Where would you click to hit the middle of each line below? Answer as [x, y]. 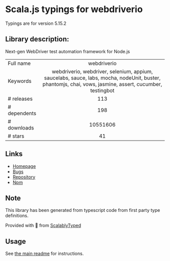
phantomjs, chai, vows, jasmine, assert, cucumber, [102, 84]
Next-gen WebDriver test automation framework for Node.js [68, 51]
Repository [24, 177]
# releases [20, 99]
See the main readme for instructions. [45, 253]
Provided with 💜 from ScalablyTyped [43, 226]
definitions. [17, 215]
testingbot [102, 91]
